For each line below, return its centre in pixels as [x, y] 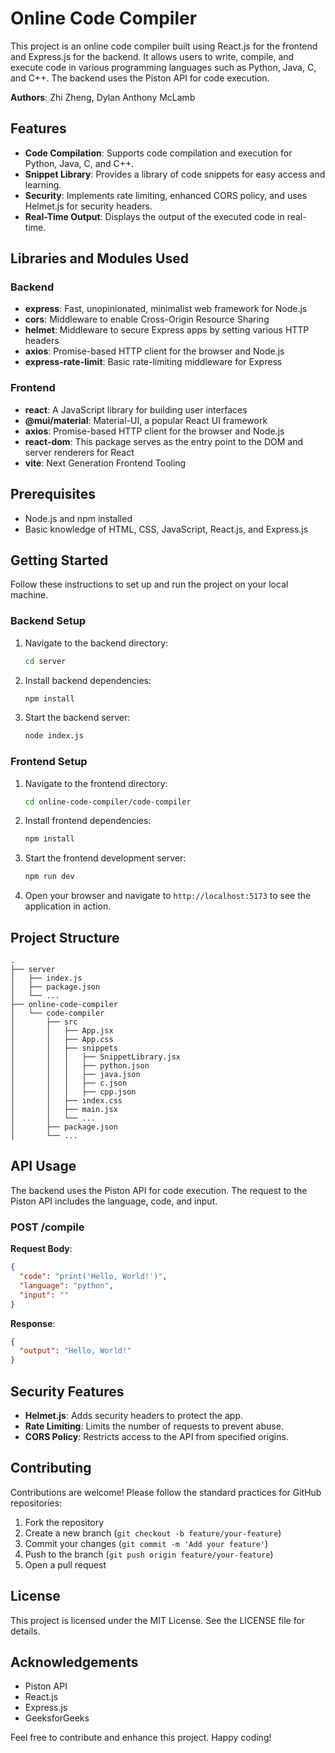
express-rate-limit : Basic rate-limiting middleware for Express [153, 362]
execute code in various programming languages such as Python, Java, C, [163, 67]
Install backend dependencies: [88, 680]
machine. [29, 595]
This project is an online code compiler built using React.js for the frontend [164, 46]
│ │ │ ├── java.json [75, 1075]
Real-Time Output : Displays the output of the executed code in [154, 216]
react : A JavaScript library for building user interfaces [136, 409]
